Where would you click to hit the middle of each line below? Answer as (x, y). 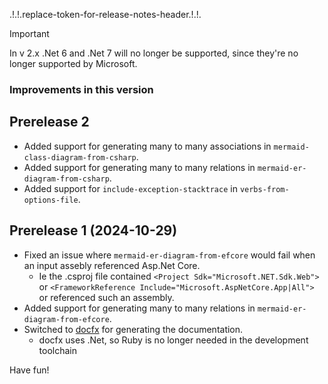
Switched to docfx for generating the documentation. (133, 329)
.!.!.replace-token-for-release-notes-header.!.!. (105, 14)
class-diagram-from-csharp (80, 157)
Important (29, 33)
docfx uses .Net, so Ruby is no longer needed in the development (173, 340)
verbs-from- (264, 189)
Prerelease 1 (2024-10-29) (93, 230)
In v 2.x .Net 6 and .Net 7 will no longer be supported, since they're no (154, 53)
